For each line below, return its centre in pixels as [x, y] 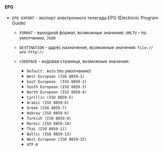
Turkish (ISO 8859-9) [49, 118]
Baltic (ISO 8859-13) [49, 134]
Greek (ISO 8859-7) [47, 108]
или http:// [31, 52]
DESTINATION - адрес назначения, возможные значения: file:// [86, 47]
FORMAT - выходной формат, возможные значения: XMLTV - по [83, 33]
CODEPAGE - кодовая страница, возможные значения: [74, 61]
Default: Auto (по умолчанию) [59, 71]
